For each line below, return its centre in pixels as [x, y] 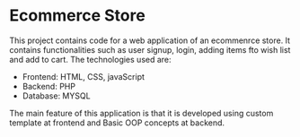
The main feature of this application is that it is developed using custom [141, 113]
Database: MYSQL [57, 96]
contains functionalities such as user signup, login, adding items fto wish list [150, 49]
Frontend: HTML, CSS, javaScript [84, 76]
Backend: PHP [49, 86]
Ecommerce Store [77, 16]
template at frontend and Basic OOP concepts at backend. [117, 123]
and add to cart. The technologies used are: [91, 59]
